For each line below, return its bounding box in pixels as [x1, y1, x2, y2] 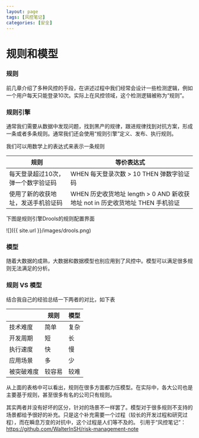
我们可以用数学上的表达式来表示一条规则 [6, 143, 105, 150]
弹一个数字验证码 [9, 179, 57, 187]
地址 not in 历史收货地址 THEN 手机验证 [70, 199, 180, 207]
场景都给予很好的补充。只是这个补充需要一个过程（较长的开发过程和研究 [6, 411, 182, 418]
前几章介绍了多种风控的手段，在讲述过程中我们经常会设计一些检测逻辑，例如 [6, 84, 193, 91]
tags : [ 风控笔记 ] [6, 14, 46, 20]
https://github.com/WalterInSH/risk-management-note [6, 425, 139, 432]
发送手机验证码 [21, 199, 63, 207]
